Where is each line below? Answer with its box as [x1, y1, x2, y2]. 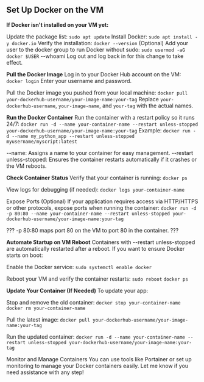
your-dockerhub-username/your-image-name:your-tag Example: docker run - [6, 126, 196, 134]
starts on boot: [6, 251, 43, 259]
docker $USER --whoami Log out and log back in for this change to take [6, 52, 184, 60]
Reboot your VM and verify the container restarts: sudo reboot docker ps [6, 275, 189, 283]
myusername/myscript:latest [6, 139, 78, 145]
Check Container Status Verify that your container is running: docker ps [6, 174, 188, 181]
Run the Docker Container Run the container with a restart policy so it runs [6, 114, 195, 121]
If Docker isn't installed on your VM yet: [6, 21, 109, 28]
